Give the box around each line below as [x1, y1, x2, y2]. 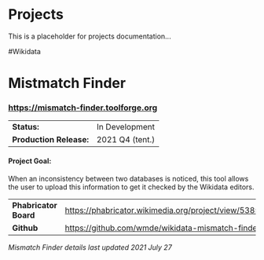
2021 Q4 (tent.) [96, 134, 156, 145]
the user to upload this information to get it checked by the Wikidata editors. [8, 182, 255, 192]
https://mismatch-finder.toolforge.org [8, 102, 158, 113]
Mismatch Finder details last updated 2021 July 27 [8, 242, 173, 252]
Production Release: [12, 134, 89, 145]
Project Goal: [8, 156, 52, 166]
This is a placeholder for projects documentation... [8, 31, 171, 41]
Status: [12, 122, 39, 133]
